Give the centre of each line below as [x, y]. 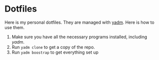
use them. [15, 27]
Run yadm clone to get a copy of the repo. [53, 47]
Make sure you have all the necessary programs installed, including [79, 37]
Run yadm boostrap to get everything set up [55, 52]
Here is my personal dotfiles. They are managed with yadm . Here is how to [79, 22]
